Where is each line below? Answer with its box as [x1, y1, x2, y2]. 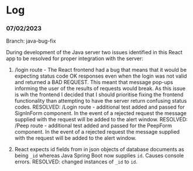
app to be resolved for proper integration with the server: [6, 55, 143, 62]
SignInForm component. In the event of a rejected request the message [14, 110, 187, 117]
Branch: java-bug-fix [6, 37, 57, 44]
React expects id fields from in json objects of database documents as [14, 146, 184, 153]
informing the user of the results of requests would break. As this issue [14, 85, 186, 92]
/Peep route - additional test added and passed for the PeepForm [14, 122, 173, 129]
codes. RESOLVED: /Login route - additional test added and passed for [14, 103, 185, 111]
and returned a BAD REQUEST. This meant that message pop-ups [14, 79, 174, 86]
